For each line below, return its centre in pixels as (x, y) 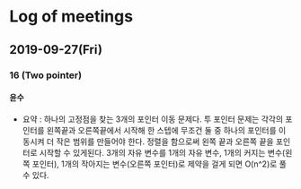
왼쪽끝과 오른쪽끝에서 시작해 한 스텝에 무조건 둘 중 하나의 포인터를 (161, 130)
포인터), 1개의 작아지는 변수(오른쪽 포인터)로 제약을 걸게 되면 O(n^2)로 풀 (159, 164)
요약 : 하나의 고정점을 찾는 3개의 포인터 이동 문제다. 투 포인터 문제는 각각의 (153, 119)
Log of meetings (71, 17)
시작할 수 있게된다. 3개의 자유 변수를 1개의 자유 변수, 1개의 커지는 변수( (162, 152)
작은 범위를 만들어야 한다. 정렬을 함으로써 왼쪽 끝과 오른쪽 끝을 (165, 142)
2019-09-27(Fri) (56, 50)
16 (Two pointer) (46, 75)
